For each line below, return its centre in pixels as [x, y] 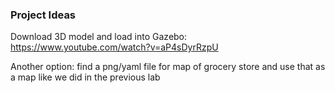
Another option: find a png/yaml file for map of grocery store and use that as [168, 67]
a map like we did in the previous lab [85, 77]
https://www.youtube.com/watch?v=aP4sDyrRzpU [114, 47]
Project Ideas [43, 15]
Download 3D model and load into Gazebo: [99, 37]
